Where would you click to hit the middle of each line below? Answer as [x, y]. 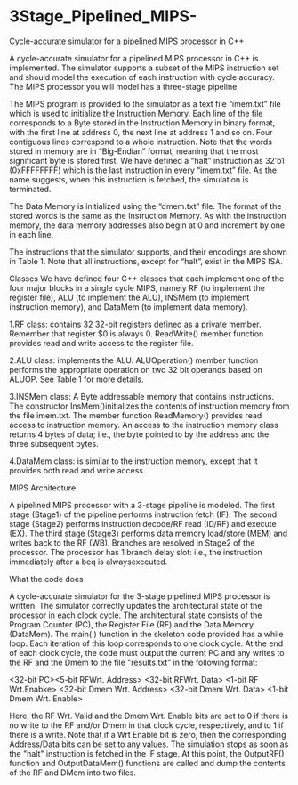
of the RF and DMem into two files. [72, 773]
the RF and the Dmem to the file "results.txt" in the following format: [133, 662]
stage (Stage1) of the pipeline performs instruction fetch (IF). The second [143, 514]
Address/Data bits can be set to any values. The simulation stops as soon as [149, 744]
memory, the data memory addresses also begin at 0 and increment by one [147, 225]
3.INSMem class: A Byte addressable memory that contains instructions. [141, 396]
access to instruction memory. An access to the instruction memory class [144, 425]
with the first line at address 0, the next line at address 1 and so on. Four [141, 132]
